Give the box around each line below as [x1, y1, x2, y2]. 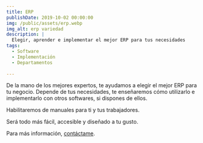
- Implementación [12, 54, 56, 60]
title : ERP [6, 8, 34, 15]
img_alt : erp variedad [6, 25, 64, 32]
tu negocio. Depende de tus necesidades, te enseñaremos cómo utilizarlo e [6, 88, 195, 96]
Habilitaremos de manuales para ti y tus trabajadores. [6, 107, 140, 114]
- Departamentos [12, 59, 53, 65]
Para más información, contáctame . [6, 130, 95, 137]
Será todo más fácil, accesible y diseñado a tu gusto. [6, 118, 138, 125]
